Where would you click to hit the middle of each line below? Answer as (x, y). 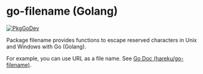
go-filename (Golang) (62, 11)
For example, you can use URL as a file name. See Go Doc (79, 58)
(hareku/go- (169, 58)
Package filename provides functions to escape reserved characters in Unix (101, 40)
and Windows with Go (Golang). (46, 46)
